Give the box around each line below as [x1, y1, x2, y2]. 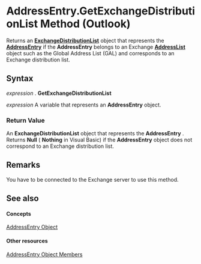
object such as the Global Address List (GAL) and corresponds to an [6, 49, 175, 57]
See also [6, 194, 39, 204]
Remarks [6, 160, 41, 170]
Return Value [6, 116, 45, 124]
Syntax [6, 73, 34, 84]
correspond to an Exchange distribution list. [6, 143, 114, 150]
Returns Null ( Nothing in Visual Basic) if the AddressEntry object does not [6, 137, 193, 144]
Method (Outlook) [40, 17, 131, 31]
